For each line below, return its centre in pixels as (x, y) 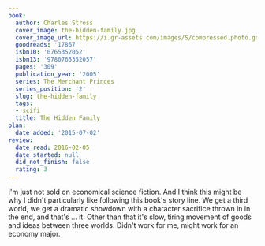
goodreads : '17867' (47, 45)
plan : (17, 125)
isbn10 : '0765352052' (51, 52)
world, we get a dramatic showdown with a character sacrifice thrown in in (129, 209)
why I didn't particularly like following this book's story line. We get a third (128, 200)
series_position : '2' (51, 89)
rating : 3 (31, 170)
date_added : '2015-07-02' (58, 132)
